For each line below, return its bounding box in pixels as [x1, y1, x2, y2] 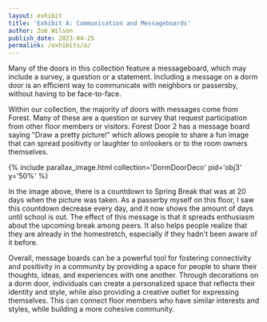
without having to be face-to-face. [8, 89, 122, 99]
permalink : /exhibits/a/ [8, 42, 91, 50]
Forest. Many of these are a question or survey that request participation [8, 113, 248, 123]
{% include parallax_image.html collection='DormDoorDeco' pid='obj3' [8, 163, 242, 172]
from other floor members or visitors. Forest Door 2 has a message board [8, 122, 250, 131]
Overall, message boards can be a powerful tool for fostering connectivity [8, 253, 252, 263]
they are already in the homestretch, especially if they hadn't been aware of [8, 229, 257, 239]
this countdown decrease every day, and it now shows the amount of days [8, 203, 253, 213]
